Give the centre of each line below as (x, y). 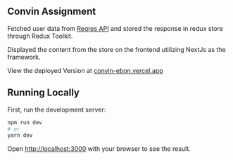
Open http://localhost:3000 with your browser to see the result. (99, 149)
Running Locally (43, 93)
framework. (24, 57)
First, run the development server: (57, 109)
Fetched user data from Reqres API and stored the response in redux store (115, 28)
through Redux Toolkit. (40, 36)
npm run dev (25, 122)
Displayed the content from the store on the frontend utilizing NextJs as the (117, 49)
